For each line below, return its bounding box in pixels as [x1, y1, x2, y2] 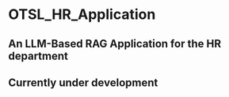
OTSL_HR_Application [8, 6, 156, 24]
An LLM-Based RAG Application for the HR [8, 37, 222, 50]
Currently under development [8, 76, 158, 89]
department [8, 49, 69, 62]
